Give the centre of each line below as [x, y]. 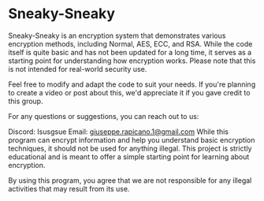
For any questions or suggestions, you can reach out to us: [104, 116]
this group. [26, 101]
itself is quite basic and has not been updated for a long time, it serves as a [130, 52]
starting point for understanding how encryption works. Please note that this [132, 61]
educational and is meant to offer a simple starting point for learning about [129, 156]
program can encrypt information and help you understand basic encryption [132, 140]
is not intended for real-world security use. [78, 69]
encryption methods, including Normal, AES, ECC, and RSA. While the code [130, 43]
